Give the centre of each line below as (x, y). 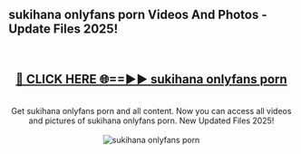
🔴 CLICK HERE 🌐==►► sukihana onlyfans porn (151, 79)
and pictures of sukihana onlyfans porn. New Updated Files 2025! (151, 120)
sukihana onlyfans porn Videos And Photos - (138, 15)
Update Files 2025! (63, 29)
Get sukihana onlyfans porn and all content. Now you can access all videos (151, 111)
